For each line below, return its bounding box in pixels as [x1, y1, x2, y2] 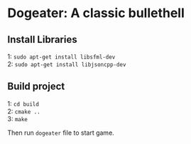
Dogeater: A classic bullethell [7, 5, 185, 21]
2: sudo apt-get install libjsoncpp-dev [7, 60, 126, 68]
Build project [7, 81, 65, 93]
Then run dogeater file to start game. [7, 128, 115, 137]
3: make [7, 114, 28, 123]
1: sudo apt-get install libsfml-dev [7, 52, 116, 61]
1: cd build [7, 99, 39, 108]
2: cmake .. [7, 107, 40, 115]
